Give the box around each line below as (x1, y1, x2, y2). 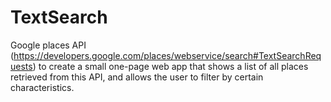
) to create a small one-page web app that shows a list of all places (32, 60, 309, 72)
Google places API (10, 39, 87, 51)
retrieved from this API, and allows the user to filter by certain (10, 71, 264, 83)
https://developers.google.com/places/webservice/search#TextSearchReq (13, 49, 322, 61)
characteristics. (10, 81, 75, 93)
